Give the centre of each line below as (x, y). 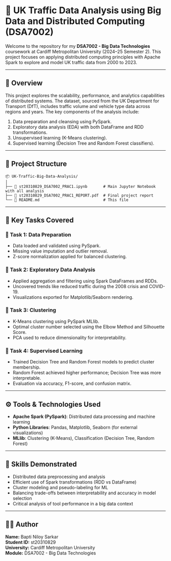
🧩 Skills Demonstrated (41, 465)
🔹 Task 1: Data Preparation (38, 235)
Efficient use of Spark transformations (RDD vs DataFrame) (75, 482)
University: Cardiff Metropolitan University (50, 547)
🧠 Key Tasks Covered (39, 220)
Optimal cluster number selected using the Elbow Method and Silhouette (89, 327)
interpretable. (27, 378)
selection (22, 498)
